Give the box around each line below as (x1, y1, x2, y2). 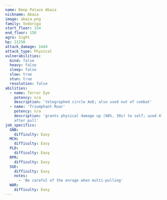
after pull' (14, 118, 39, 123)
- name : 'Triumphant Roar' (9, 104, 66, 109)
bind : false (9, 58, 35, 63)
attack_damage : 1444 (5, 44, 48, 49)
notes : (14, 173, 28, 179)
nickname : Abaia (5, 12, 39, 17)
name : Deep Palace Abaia (5, 7, 57, 12)
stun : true (9, 76, 32, 81)
